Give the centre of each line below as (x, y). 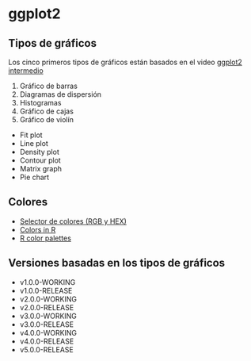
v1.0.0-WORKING (48, 282)
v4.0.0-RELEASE (47, 341)
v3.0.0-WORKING (48, 316)
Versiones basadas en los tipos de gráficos (117, 263)
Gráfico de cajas (46, 111)
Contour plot (40, 160)
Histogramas (40, 103)
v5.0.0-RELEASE (46, 349)
